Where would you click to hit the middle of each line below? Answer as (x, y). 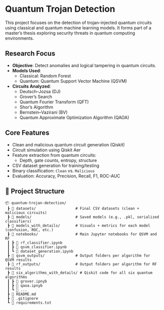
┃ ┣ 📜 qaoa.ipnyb (25, 286)
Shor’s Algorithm (36, 107)
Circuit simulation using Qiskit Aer (46, 150)
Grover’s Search (36, 96)
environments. (20, 38)
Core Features (27, 133)
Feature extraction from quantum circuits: (54, 155)
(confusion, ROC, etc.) (29, 230)
